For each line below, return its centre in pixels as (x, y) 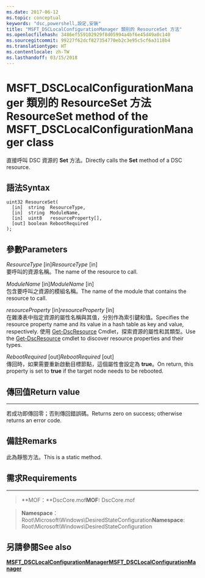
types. (14, 345)
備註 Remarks (32, 441)
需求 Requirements (42, 478)
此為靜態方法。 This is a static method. (54, 457)
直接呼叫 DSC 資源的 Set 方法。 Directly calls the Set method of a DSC (94, 160)
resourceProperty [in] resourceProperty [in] (60, 310)
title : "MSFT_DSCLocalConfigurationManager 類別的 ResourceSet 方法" (94, 29)
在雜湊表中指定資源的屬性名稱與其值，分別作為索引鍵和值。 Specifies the (98, 318)
